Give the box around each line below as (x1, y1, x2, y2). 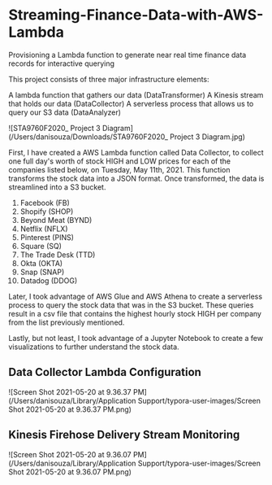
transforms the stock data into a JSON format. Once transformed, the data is (8, 173, 265, 183)
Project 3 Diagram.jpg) (170, 132, 246, 142)
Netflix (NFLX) (19, 224, 68, 234)
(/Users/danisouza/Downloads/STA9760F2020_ (8, 132, 169, 142)
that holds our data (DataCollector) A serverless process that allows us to (8, 98, 254, 108)
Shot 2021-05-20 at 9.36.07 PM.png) (8, 466, 132, 477)
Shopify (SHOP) (19, 206, 74, 216)
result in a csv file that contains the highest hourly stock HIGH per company (8, 308, 262, 318)
